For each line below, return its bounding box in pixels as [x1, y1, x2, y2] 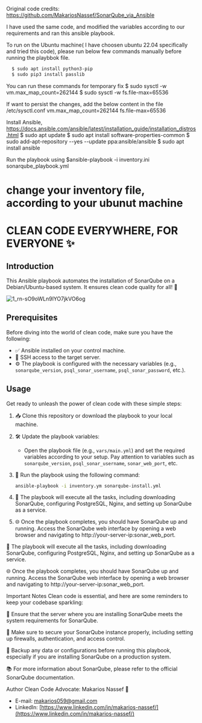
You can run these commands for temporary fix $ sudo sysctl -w [6, 82, 167, 89]
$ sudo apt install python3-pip [11, 66, 93, 72]
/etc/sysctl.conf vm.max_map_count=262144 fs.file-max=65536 [6, 107, 166, 114]
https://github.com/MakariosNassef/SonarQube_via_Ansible [6, 11, 155, 19]
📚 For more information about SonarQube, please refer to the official [6, 665, 178, 672]
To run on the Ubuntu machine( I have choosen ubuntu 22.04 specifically [6, 42, 188, 48]
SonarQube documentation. [6, 674, 75, 681]
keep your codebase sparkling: [6, 599, 83, 606]
